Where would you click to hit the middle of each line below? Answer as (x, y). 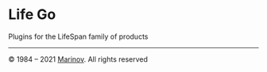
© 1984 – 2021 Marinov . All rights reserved (78, 59)
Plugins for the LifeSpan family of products (78, 36)
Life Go (32, 15)
